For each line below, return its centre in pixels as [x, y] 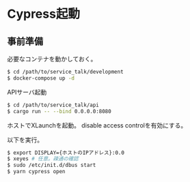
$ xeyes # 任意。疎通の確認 [43, 159]
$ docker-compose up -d [41, 78]
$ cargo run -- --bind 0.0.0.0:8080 [59, 111]
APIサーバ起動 [27, 92]
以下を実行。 [25, 140]
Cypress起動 [44, 14]
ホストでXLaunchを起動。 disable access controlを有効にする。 [97, 125]
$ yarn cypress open [37, 172]
